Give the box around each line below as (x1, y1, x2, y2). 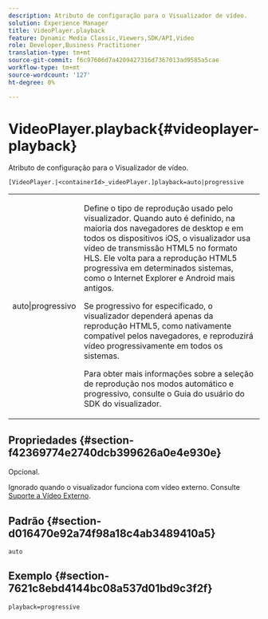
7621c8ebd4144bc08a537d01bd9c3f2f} (8, 582, 213, 595)
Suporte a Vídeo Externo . (8, 491, 92, 501)
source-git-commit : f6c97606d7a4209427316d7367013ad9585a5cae (8, 57, 219, 65)
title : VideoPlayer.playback (8, 26, 105, 34)
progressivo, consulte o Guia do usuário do (83, 388, 245, 400)
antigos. (83, 282, 114, 294)
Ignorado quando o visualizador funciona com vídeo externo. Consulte (8, 483, 241, 492)
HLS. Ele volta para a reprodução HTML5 (83, 253, 238, 264)
